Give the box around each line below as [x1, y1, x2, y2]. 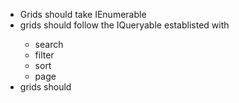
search [34, 39, 64, 50]
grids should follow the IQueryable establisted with [19, 19, 230, 31]
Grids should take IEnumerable [19, 9, 147, 20]
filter [34, 49, 55, 61]
